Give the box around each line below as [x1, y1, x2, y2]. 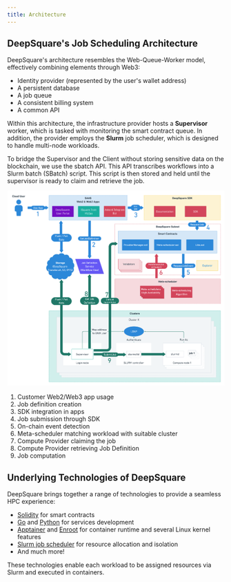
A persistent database [17, 84, 81, 93]
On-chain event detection [17, 422, 90, 431]
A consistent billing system [17, 99, 94, 107]
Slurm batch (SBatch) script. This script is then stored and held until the [7, 169, 210, 178]
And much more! [17, 547, 65, 556]
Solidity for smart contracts [17, 511, 95, 519]
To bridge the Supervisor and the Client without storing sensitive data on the [7, 155, 224, 163]
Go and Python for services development [17, 518, 134, 527]
